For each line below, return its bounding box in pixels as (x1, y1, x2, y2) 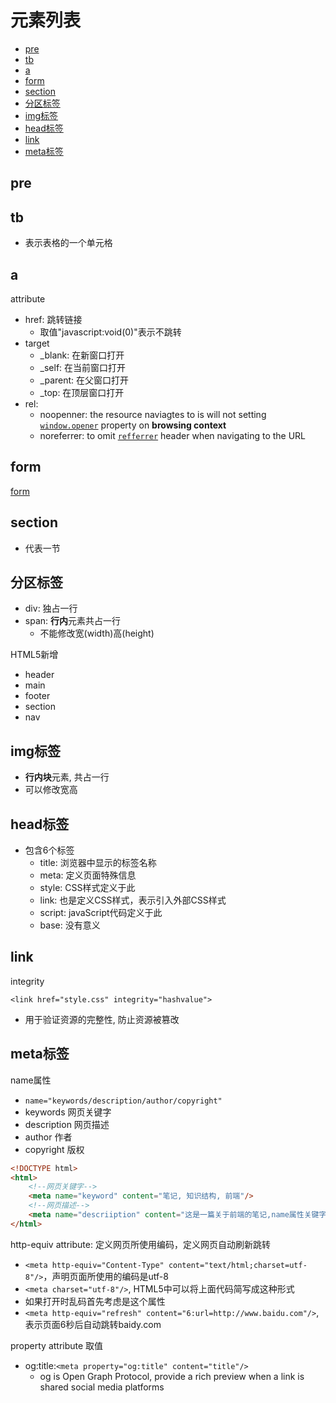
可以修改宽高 (24, 784, 78, 796)
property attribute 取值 (10, 1339, 104, 1351)
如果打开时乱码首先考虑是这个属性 (24, 1295, 166, 1307)
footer (24, 690, 51, 702)
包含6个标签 (24, 844, 75, 856)
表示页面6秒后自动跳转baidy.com (24, 1318, 162, 1330)
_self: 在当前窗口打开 (39, 361, 127, 373)
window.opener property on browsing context (39, 419, 227, 431)
